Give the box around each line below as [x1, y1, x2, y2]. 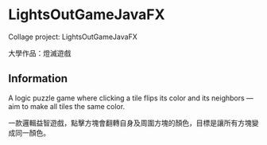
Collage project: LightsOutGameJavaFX [8, 32, 137, 41]
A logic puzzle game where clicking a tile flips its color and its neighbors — [8, 93, 254, 103]
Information [8, 72, 68, 85]
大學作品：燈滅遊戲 [8, 48, 72, 57]
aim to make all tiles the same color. [8, 101, 126, 111]
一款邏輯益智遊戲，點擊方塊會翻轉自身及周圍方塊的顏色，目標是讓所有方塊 [8, 118, 252, 127]
